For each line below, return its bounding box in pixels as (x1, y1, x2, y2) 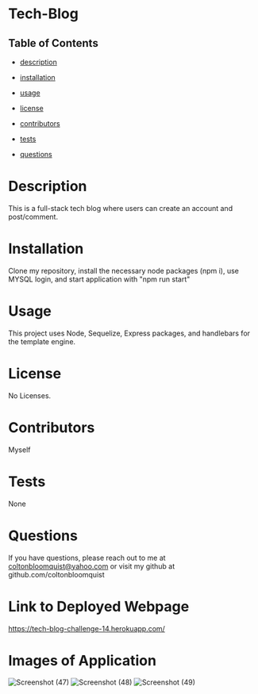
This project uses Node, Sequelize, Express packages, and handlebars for (8, 328, 251, 338)
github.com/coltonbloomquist (8, 569, 105, 579)
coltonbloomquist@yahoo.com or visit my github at (8, 561, 175, 571)
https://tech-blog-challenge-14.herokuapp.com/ (8, 623, 165, 633)
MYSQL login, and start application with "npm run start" (8, 274, 191, 284)
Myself (8, 445, 31, 454)
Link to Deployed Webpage (8, 597, 190, 615)
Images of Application (8, 651, 157, 669)
